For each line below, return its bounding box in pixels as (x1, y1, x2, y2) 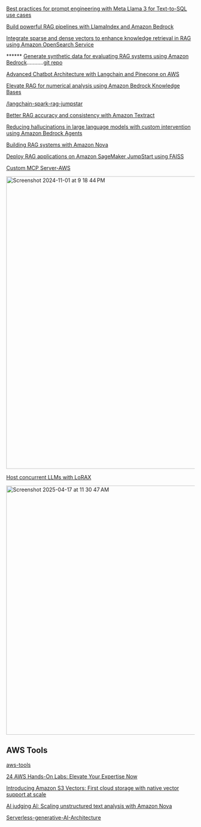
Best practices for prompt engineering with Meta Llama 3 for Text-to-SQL (6, 5, 187, 12)
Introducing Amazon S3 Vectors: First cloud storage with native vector (6, 784, 179, 792)
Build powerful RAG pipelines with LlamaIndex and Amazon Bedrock (6, 23, 174, 30)
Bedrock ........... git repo (6, 59, 63, 66)
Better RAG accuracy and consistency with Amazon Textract (6, 112, 155, 118)
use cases (6, 11, 32, 19)
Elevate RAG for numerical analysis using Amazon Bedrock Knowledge (6, 82, 181, 89)
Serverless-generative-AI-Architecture (6, 814, 102, 821)
